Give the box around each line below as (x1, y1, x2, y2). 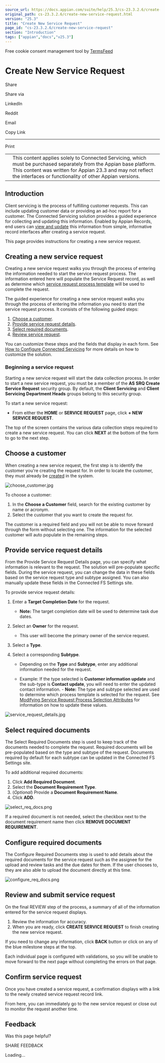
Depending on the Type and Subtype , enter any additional (19, 661, 138, 667)
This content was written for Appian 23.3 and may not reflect (12, 167, 153, 174)
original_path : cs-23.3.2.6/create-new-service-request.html (5, 12, 133, 17)
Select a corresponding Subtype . (12, 652, 80, 658)
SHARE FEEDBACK (5, 1043, 43, 1049)
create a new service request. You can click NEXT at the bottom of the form (5, 430, 159, 436)
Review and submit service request (5, 891, 115, 899)
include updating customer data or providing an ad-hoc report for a (5, 207, 141, 214)
